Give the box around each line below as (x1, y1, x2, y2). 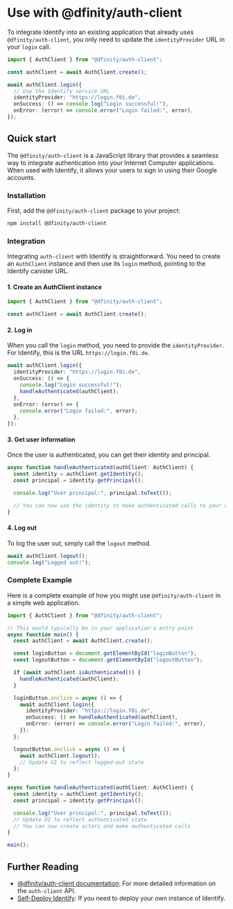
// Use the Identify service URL (13, 88, 110, 95)
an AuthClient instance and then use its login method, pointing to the (7, 259, 206, 268)
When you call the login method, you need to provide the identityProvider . (7, 341, 224, 350)
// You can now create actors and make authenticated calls (13, 822, 191, 830)
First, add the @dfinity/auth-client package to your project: (7, 206, 181, 215)
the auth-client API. (17, 887, 76, 895)
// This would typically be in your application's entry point (7, 624, 194, 632)
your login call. (7, 42, 51, 51)
